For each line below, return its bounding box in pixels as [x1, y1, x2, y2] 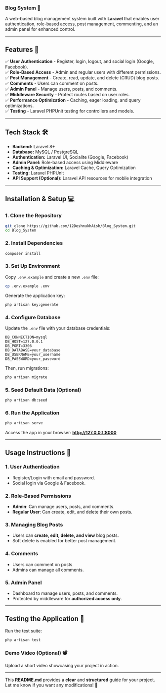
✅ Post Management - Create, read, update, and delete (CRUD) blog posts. [5, 75, 160, 81]
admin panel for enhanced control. [5, 26, 76, 32]
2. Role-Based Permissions [5, 492, 72, 499]
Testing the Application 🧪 [5, 615, 85, 623]
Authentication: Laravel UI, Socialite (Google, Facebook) [12, 154, 128, 160]
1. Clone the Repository [5, 212, 62, 219]
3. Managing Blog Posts [5, 521, 63, 528]
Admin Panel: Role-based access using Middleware [12, 159, 119, 165]
